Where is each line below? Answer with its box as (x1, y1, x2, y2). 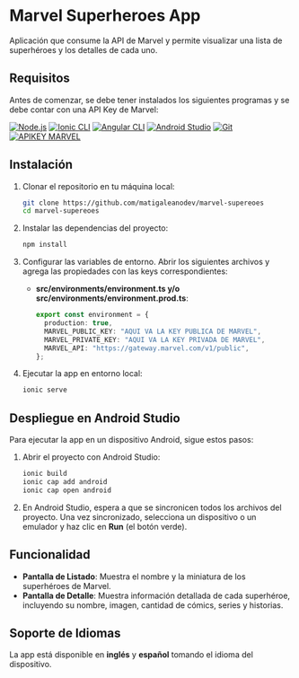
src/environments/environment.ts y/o (35, 284, 180, 295)
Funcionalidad (9, 547, 92, 562)
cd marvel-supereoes (22, 207, 100, 216)
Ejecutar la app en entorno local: (22, 368, 143, 379)
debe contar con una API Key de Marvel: (9, 104, 159, 115)
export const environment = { (35, 311, 150, 320)
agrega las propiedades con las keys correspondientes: (22, 266, 228, 277)
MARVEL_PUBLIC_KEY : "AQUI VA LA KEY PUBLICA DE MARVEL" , (43, 327, 262, 336)
